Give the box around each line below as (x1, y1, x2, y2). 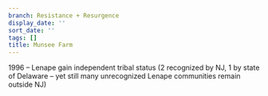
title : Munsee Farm (8, 41, 73, 49)
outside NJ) (8, 80, 47, 90)
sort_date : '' (8, 26, 56, 34)
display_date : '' (8, 19, 66, 27)
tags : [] (8, 33, 37, 42)
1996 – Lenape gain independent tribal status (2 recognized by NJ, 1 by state (8, 63, 260, 72)
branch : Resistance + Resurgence (8, 11, 120, 20)
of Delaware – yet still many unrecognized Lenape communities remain (8, 71, 241, 81)
